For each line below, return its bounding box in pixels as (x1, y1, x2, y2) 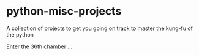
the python (6, 31, 34, 38)
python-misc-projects (6, 4, 122, 18)
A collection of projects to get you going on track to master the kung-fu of (6, 24, 193, 32)
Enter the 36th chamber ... (6, 43, 73, 50)
